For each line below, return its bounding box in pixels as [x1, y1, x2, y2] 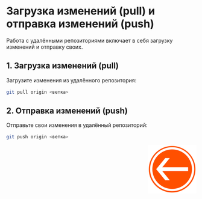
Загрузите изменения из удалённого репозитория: [6, 76, 137, 84]
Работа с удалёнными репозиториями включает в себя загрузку [6, 37, 173, 44]
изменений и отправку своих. [6, 43, 83, 51]
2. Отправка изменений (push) [6, 106, 128, 116]
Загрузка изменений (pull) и [6, 4, 156, 18]
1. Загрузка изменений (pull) [6, 61, 119, 71]
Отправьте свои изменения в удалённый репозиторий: [6, 121, 148, 129]
